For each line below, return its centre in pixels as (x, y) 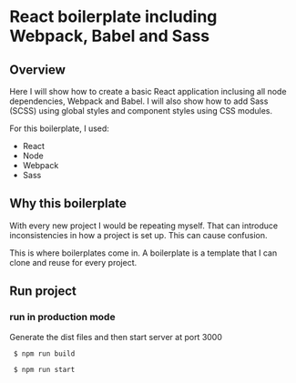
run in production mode (62, 317)
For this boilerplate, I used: (59, 128)
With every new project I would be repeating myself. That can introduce (144, 226)
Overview (38, 70)
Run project (43, 292)
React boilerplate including (113, 17)
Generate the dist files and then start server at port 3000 (116, 337)
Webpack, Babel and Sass (110, 36)
